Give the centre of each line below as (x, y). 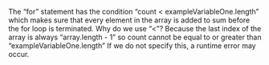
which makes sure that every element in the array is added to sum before (129, 20)
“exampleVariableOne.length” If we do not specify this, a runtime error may (132, 46)
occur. (19, 54)
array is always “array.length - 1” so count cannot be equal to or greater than (135, 37)
